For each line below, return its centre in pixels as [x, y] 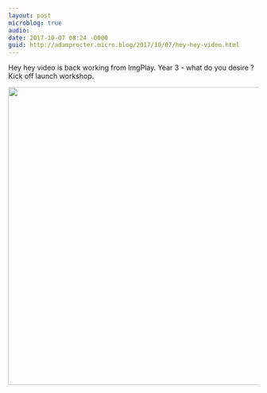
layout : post [30, 15]
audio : [19, 30]
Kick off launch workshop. [51, 76]
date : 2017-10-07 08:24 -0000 [58, 38]
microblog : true [35, 23]
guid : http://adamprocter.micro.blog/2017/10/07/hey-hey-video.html [124, 45]
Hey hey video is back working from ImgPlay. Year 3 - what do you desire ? [131, 67]
